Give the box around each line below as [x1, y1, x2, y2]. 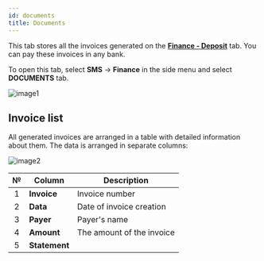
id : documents [8, 11, 56, 20]
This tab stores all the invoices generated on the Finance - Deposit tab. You [8, 40, 257, 50]
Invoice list [8, 111, 64, 125]
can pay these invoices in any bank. [8, 49, 126, 59]
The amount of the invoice [76, 227, 175, 238]
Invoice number [76, 188, 136, 199]
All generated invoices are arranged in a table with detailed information [8, 132, 241, 142]
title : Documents [8, 19, 66, 27]
